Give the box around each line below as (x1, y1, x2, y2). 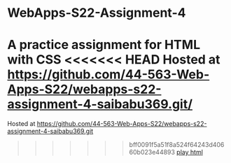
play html (176, 148, 203, 157)
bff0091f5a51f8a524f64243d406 (129, 141, 225, 149)
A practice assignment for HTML (7, 37, 201, 53)
